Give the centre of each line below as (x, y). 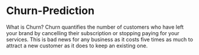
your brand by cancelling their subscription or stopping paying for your (93, 33)
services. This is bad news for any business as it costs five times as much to (99, 39)
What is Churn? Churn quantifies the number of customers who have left (95, 27)
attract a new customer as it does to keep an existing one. (77, 46)
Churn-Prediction (50, 11)
